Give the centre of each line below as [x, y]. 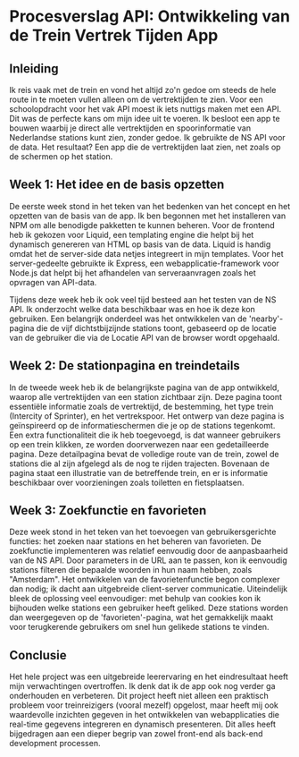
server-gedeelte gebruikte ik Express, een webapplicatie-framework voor [144, 263]
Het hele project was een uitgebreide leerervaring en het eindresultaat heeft [149, 676]
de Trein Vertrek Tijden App [114, 35]
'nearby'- [266, 319]
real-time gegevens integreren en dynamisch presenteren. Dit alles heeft [143, 724]
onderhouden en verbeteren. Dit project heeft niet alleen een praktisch [139, 696]
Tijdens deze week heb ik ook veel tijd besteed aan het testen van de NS [143, 299]
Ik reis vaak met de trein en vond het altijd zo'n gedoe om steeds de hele [143, 90]
